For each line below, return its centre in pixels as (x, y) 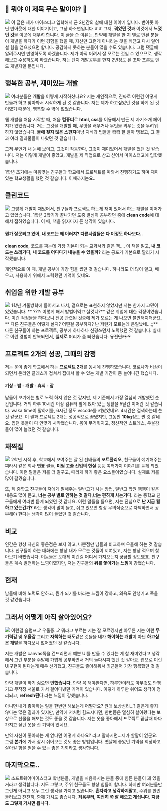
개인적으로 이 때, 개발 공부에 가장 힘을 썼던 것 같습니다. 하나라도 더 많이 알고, (79, 269)
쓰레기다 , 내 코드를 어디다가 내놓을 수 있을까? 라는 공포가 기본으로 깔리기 (84, 252)
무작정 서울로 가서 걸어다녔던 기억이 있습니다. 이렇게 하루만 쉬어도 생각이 (85, 689)
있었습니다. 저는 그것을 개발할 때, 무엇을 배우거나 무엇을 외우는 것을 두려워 (86, 126)
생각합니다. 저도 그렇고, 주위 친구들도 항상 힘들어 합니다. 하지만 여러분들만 (90, 784)
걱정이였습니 (150, 312)
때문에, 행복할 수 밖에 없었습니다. (50, 109)
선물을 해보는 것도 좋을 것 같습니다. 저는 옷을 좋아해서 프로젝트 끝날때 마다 (90, 718)
